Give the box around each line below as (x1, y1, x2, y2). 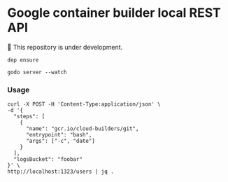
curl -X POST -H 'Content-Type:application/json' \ (7, 101, 161, 108)
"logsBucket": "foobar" (13, 156, 83, 163)
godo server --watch (7, 69, 68, 76)
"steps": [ (13, 113, 45, 120)
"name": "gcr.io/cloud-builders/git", (25, 125, 139, 132)
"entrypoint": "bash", (25, 132, 92, 139)
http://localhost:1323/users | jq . (7, 168, 114, 176)
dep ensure (7, 56, 39, 64)
